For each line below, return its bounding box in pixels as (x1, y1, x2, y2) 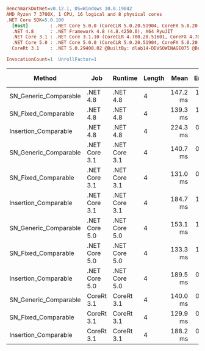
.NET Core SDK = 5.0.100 (6, 16, 64, 23)
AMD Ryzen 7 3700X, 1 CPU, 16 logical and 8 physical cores (6, 11, 163, 17)
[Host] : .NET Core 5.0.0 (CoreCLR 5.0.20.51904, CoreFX (12, 23, 179, 29)
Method (33, 74, 57, 82)
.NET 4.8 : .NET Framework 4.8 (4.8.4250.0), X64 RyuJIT (12, 28, 173, 34)
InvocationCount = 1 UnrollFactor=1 (6, 56, 97, 62)
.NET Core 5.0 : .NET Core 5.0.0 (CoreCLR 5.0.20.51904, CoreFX (12, 40, 179, 46)
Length (143, 74, 165, 82)
